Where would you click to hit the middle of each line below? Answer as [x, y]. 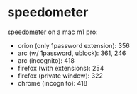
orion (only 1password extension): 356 [73, 45]
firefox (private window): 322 [60, 76]
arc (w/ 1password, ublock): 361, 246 [72, 53]
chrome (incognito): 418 [53, 83]
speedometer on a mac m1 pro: [53, 32]
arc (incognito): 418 [46, 60]
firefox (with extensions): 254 [61, 68]
